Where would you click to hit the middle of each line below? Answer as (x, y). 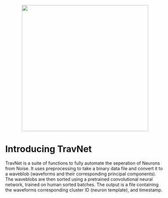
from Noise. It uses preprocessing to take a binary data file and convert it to (84, 168)
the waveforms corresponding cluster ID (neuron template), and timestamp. (84, 190)
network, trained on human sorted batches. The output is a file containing (82, 184)
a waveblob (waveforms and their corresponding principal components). (81, 174)
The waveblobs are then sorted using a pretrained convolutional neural (79, 179)
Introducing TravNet (49, 149)
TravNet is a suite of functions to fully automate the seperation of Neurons (83, 163)
